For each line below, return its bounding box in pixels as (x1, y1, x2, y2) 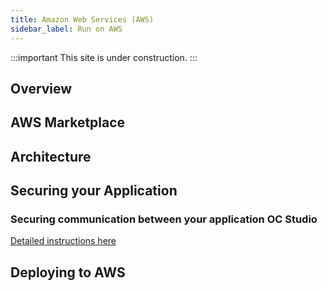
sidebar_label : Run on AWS (10, 24, 123, 34)
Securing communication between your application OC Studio (10, 212, 318, 226)
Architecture (10, 148, 92, 165)
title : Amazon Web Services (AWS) (10, 14, 155, 25)
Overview (10, 80, 73, 97)
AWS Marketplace (10, 114, 126, 131)
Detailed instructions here (10, 235, 117, 247)
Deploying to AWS (10, 264, 126, 281)
